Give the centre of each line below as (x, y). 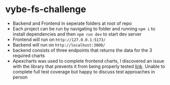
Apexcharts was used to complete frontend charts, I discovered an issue (88, 61)
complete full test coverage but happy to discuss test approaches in (84, 71)
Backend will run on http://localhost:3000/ (59, 45)
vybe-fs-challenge (46, 9)
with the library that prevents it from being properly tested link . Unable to (89, 66)
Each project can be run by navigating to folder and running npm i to (84, 28)
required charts (29, 55)
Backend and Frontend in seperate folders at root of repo (72, 23)
